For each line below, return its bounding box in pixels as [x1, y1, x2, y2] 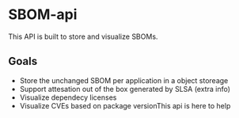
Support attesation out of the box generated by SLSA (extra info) [19, 84, 231, 93]
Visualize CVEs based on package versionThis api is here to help [19, 101, 231, 110]
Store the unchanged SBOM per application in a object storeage [19, 75, 229, 85]
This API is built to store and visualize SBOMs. [8, 32, 158, 41]
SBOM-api [8, 6, 78, 24]
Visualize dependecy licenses [19, 93, 117, 102]
